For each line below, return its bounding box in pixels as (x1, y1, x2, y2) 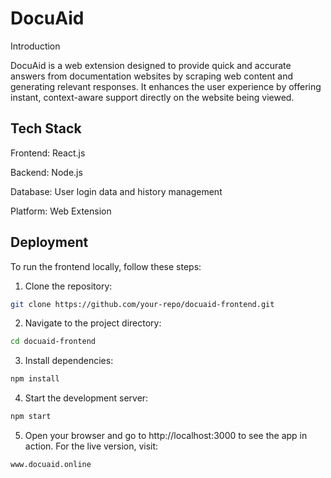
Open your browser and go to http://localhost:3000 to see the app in (24, 430, 308, 442)
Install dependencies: (24, 355, 114, 367)
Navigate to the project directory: (24, 317, 162, 329)
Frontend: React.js (10, 147, 86, 159)
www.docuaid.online (10, 460, 92, 470)
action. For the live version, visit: (24, 440, 159, 452)
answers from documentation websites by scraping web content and (10, 70, 293, 82)
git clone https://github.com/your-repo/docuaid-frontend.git (10, 299, 275, 309)
